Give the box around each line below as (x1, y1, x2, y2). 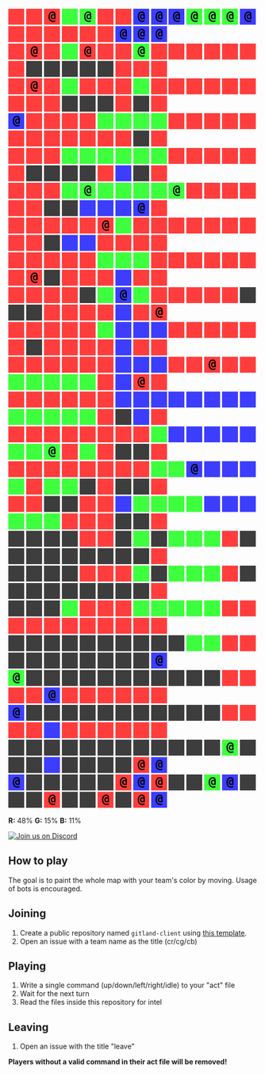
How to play (8, 854, 68, 868)
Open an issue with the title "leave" (19, 1041, 135, 1051)
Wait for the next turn (19, 989, 90, 998)
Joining (8, 907, 46, 920)
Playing (8, 959, 46, 973)
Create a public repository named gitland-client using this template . (19, 928, 248, 937)
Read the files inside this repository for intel (19, 998, 163, 1007)
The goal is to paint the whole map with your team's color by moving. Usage (8, 875, 258, 885)
